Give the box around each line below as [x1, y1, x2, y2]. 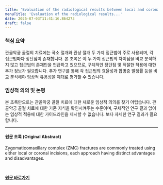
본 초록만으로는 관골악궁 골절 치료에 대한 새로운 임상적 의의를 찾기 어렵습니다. [5, 99, 151, 105]
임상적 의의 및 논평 [5, 87, 46, 94]
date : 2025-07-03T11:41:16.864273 [5, 16, 75, 21]
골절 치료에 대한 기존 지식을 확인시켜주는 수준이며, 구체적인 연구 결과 [17, 105, 147, 111]
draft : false [5, 20, 32, 26]
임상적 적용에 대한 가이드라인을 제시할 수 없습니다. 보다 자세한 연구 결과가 [10, 111, 149, 117]
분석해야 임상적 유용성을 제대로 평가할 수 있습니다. [10, 74, 105, 80]
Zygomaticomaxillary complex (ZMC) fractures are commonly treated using [5, 145, 156, 151]
